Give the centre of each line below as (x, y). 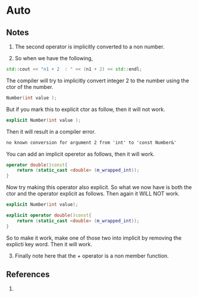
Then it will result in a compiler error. (51, 131)
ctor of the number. (30, 86)
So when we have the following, (54, 58)
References (28, 275)
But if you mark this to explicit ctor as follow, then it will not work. (86, 109)
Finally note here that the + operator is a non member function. (92, 256)
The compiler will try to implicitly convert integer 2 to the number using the (98, 81)
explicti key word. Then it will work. (49, 244)
